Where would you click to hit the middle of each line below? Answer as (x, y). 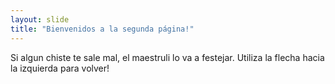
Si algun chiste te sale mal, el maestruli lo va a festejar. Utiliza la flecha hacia (167, 57)
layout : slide (40, 19)
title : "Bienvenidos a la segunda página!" (102, 29)
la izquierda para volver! (60, 68)
